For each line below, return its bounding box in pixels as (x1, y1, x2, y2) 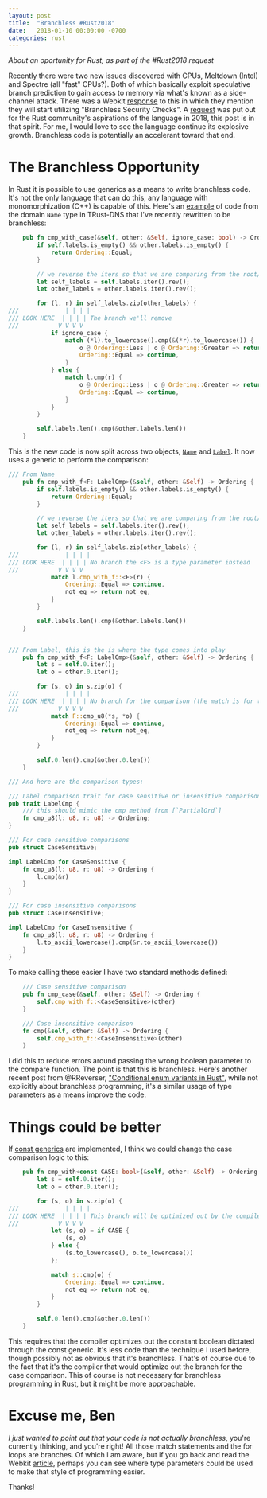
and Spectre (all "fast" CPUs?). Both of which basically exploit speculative (8, 80, 251, 89)
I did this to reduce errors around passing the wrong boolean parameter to (8, 1056, 252, 1066)
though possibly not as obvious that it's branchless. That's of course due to (8, 1353, 256, 1363)
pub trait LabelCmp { (8, 799, 80, 808)
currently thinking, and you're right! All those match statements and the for (8, 1441, 253, 1451)
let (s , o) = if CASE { (50, 1227, 130, 1235)
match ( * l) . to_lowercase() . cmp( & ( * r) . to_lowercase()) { (64, 336, 254, 345)
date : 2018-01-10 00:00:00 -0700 (8, 26, 126, 34)
